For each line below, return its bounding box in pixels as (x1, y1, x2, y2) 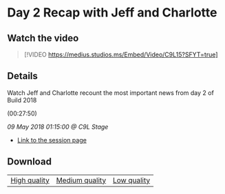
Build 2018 (7, 96, 37, 104)
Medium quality (56, 175, 107, 185)
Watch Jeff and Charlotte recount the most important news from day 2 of (7, 88, 215, 97)
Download (7, 156, 52, 168)
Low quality (112, 175, 150, 185)
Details (7, 70, 38, 82)
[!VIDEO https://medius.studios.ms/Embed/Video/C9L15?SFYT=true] (23, 50, 218, 58)
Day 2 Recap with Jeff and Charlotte (7, 5, 217, 21)
